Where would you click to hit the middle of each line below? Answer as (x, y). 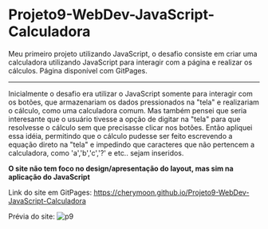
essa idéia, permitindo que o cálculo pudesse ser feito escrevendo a (120, 136)
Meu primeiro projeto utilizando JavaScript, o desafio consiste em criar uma (133, 53)
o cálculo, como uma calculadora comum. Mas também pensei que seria (128, 110)
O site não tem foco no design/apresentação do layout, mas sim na (121, 168)
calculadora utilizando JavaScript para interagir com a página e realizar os (130, 62)
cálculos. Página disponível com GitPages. (78, 70)
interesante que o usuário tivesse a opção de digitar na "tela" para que (124, 119)
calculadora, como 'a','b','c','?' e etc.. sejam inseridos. (96, 152)
